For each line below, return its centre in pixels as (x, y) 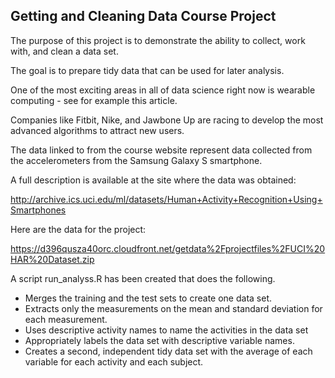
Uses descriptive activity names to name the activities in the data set (166, 330)
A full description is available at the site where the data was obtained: (153, 180)
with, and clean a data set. (64, 51)
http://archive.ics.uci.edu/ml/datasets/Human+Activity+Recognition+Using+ (166, 199)
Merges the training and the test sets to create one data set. (148, 298)
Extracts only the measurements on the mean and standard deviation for (173, 308)
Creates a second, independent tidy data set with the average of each (168, 351)
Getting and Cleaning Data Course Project (143, 16)
